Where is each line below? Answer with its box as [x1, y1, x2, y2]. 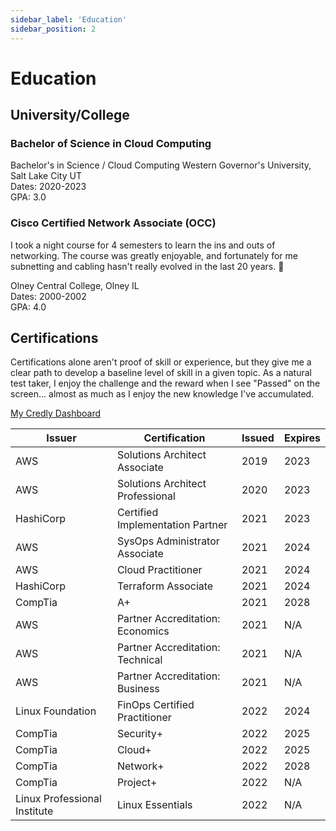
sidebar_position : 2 [10, 24, 97, 34]
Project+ [116, 776, 158, 790]
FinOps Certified [116, 698, 195, 712]
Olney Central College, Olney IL [10, 279, 140, 291]
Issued [241, 431, 275, 445]
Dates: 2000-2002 [10, 290, 87, 302]
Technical [116, 653, 163, 667]
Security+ [116, 727, 164, 741]
